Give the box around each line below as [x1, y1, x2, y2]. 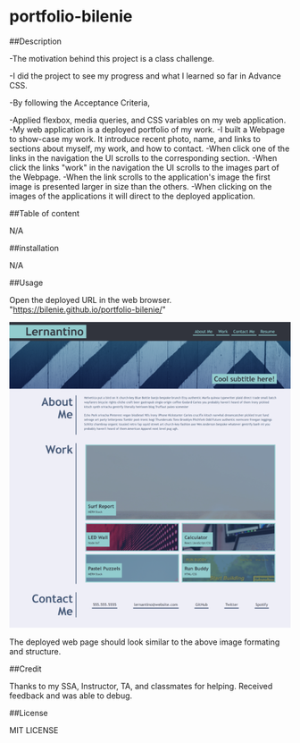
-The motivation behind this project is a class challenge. [9, 53, 215, 63]
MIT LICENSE [9, 725, 59, 736]
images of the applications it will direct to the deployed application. [9, 190, 256, 201]
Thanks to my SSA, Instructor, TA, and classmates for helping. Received [9, 681, 273, 692]
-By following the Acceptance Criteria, [9, 97, 150, 108]
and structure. [9, 646, 62, 657]
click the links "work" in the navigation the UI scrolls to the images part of [9, 162, 279, 173]
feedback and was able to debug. [9, 690, 133, 701]
